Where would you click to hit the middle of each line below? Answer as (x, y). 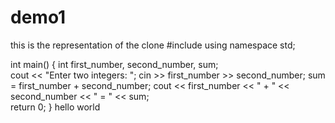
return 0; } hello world (55, 107)
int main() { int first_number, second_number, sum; (114, 64)
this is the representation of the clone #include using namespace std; (153, 45)
